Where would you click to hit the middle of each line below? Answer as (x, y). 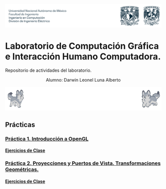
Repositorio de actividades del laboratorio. (48, 70)
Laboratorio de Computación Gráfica (82, 46)
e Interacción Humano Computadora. (83, 57)
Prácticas (20, 124)
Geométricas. (22, 170)
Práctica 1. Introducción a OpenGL (47, 139)
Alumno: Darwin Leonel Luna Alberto (83, 80)
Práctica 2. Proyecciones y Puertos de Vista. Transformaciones (83, 163)
